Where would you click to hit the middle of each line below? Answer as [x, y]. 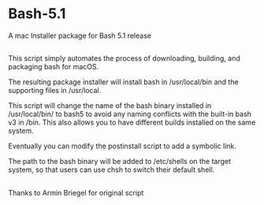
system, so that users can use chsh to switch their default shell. [112, 170]
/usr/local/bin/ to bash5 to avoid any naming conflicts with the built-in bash [130, 114]
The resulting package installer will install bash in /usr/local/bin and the [123, 82]
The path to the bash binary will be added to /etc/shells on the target [119, 162]
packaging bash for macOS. [54, 67]
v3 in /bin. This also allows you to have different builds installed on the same [132, 122]
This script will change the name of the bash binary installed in [110, 106]
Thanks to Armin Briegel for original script [76, 192]
